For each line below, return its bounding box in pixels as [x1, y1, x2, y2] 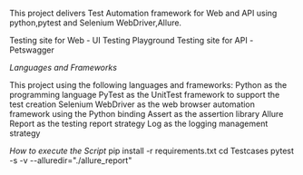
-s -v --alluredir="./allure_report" [9, 155, 132, 166]
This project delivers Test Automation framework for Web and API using [9, 8, 278, 18]
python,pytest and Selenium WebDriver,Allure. [9, 17, 182, 28]
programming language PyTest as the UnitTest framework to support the [9, 90, 280, 100]
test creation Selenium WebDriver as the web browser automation [9, 99, 256, 110]
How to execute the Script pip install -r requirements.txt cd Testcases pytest [9, 145, 295, 156]
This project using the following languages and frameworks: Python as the [9, 80, 288, 90]
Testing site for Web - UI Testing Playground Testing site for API [9, 35, 248, 45]
